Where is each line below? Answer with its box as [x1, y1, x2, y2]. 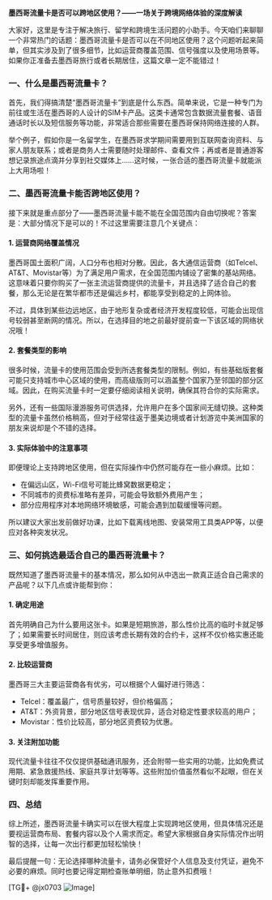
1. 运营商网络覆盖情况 [8, 238, 79, 248]
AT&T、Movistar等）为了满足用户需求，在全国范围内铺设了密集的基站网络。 [8, 268, 261, 277]
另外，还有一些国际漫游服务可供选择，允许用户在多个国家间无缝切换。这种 [8, 403, 257, 412]
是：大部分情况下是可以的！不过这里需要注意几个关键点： [8, 218, 200, 228]
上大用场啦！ [8, 165, 51, 175]
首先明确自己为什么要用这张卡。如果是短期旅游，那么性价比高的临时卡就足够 [8, 619, 264, 629]
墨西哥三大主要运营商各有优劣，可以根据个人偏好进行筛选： [8, 679, 207, 688]
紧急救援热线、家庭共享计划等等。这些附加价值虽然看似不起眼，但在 [29, 766, 257, 777]
